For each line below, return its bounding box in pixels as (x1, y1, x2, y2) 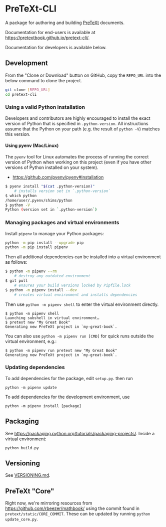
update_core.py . (5, 516, 38, 522)
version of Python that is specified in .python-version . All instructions (5, 120, 148, 126)
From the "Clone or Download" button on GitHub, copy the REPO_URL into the (5, 72, 161, 78)
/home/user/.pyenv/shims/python (5, 198, 72, 203)
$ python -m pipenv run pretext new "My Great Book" (5, 348, 117, 353)
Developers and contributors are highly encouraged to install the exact (5, 115, 151, 121)
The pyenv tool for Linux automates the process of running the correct (5, 154, 149, 159)
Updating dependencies (5, 364, 65, 371)
